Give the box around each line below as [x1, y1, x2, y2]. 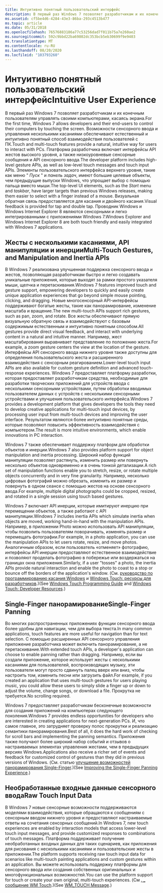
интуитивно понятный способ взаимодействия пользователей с [5, 136, 138, 142]
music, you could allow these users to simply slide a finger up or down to [5, 682, 151, 688]
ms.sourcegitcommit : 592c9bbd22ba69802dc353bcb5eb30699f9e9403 [5, 35, 136, 39]
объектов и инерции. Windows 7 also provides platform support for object [5, 447, 154, 453]
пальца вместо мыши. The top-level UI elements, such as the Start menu [5, 183, 151, 189]
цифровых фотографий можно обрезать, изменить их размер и [5, 478, 137, 484]
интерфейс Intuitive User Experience [5, 94, 156, 105]
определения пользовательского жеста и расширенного [5, 354, 123, 361]
